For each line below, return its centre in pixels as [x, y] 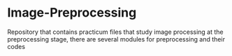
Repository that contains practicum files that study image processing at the [115, 32]
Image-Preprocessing [72, 13]
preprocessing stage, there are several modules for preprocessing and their [116, 39]
